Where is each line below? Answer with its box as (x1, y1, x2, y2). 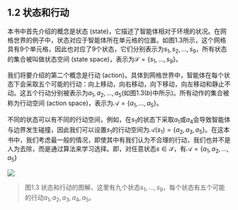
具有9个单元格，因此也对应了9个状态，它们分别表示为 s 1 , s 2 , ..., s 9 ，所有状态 (7, 45, 227, 55)
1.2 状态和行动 (7, 6, 69, 19)
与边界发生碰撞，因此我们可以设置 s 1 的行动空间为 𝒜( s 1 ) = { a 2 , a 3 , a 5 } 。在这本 (7, 125, 230, 136)
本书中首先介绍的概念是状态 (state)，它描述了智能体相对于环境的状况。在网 (7, 27, 227, 35)
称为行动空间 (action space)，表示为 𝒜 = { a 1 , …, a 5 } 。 (7, 99, 163, 109)
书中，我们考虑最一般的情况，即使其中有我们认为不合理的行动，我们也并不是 (7, 136, 231, 144)
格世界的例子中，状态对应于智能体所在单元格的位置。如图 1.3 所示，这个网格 (7, 35, 227, 44)
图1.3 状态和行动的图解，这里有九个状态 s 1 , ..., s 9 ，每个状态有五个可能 (24, 183, 225, 193)
